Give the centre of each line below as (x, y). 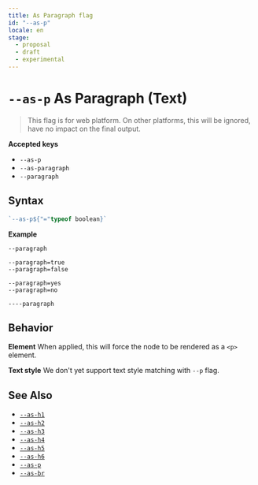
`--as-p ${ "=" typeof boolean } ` (58, 219)
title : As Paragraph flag (50, 15)
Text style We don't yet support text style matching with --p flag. (114, 371)
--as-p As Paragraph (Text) (98, 99)
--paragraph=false (38, 269)
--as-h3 (32, 432)
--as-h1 (32, 415)
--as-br (32, 474)
